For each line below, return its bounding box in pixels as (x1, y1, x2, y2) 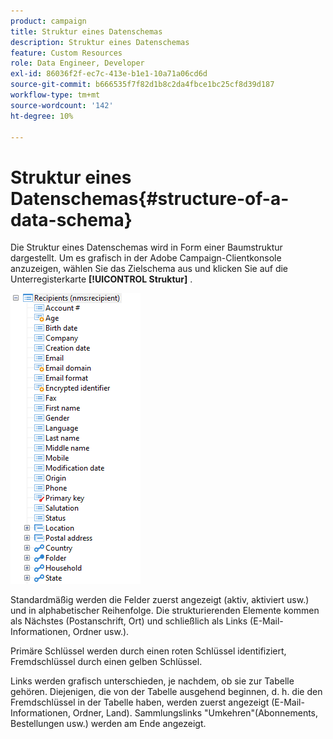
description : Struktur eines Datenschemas (10, 37, 190, 47)
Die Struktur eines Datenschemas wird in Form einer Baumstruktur (10, 241, 283, 254)
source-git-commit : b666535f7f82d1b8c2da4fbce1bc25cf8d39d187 (10, 80, 275, 90)
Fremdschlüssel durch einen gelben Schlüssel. (10, 656, 203, 668)
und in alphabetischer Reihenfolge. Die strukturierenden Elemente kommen (10, 605, 320, 617)
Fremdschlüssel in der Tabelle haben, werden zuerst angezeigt (10, 696, 270, 709)
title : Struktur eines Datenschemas (10, 26, 163, 37)
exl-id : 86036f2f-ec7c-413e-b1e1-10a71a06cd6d (10, 69, 208, 79)
